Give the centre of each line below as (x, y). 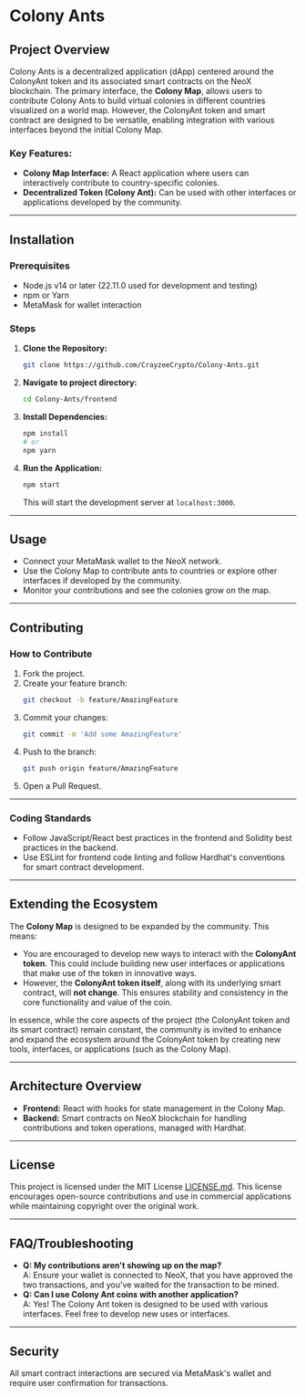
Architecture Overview (76, 1086)
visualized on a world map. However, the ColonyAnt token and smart (138, 110)
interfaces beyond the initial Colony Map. (87, 130)
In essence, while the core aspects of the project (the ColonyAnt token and (150, 1020)
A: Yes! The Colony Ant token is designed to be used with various (145, 1304)
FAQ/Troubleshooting (71, 1243)
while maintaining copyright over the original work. (104, 1206)
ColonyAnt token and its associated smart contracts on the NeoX (131, 81)
